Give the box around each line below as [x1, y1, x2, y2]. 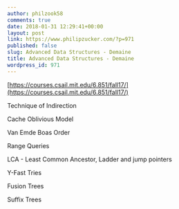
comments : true [7, 17, 51, 24]
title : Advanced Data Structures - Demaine [7, 55, 135, 62]
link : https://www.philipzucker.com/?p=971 [7, 36, 135, 43]
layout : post [7, 29, 45, 37]
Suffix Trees [7, 195, 42, 203]
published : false [7, 42, 57, 49]
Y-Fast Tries [7, 168, 42, 176]
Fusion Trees [7, 181, 44, 190]
